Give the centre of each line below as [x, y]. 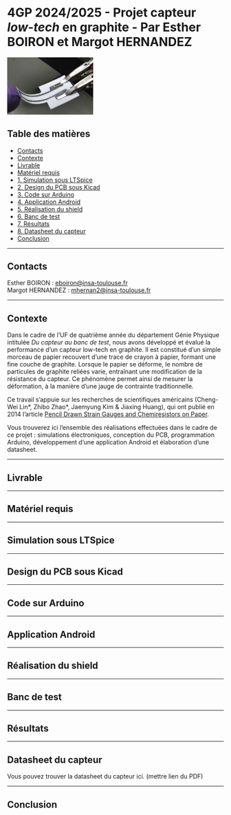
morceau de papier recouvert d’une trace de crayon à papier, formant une [112, 357]
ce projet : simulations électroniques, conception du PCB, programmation [111, 435]
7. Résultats [33, 224]
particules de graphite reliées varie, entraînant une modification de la [105, 372]
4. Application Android [49, 202]
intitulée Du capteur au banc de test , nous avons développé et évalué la [109, 342]
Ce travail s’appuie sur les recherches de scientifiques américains [100, 400]
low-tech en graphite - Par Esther [104, 27]
